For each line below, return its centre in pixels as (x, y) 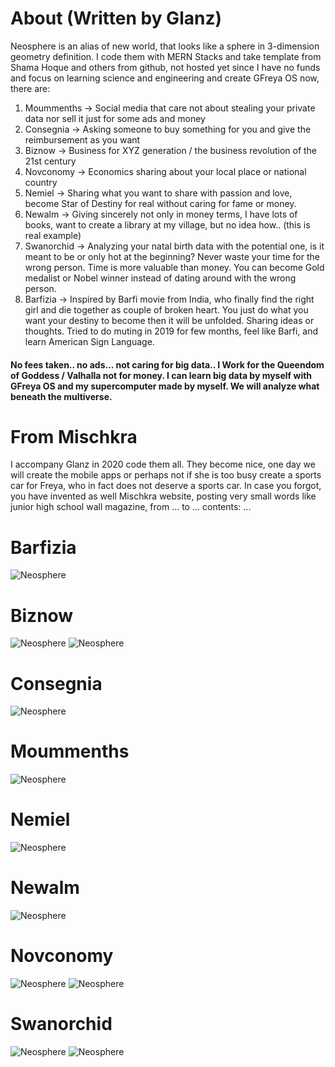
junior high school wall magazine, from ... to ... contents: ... (131, 507)
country (41, 182)
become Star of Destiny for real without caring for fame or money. (160, 203)
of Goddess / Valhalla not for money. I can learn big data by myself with (161, 375)
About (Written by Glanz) (116, 18)
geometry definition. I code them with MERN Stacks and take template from (166, 56)
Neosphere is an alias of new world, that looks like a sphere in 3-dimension (165, 46)
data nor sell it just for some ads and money (115, 118)
